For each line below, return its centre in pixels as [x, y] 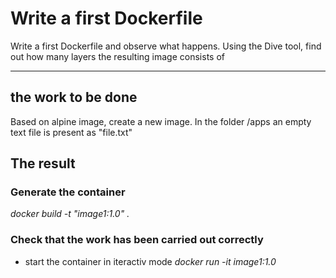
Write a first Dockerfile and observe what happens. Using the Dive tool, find [166, 46]
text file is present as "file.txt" [71, 132]
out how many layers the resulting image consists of [117, 56]
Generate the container [68, 192]
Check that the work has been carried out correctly [137, 240]
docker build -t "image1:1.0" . [70, 214]
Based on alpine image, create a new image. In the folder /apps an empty [161, 121]
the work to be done [74, 97]
